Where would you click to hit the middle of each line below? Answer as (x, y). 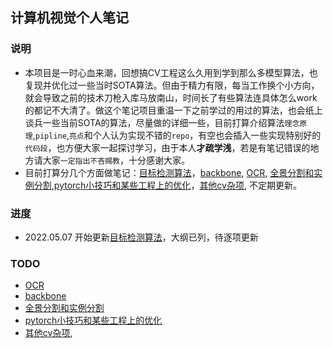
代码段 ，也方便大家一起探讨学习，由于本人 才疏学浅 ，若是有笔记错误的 (167, 147)
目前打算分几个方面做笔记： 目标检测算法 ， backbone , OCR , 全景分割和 (169, 172)
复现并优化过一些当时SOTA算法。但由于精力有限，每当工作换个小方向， (172, 85)
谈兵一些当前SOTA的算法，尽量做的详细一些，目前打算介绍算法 (154, 122)
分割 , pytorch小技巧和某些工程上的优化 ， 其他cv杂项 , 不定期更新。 (167, 185)
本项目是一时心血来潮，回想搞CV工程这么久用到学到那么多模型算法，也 (171, 72)
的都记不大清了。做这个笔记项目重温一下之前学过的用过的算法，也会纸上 (173, 110)
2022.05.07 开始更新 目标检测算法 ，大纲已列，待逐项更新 (141, 237)
